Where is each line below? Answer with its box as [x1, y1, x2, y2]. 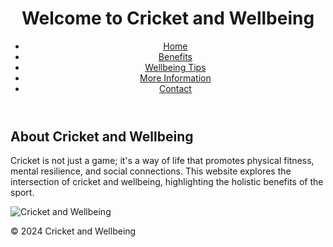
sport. [10, 187, 35, 199]
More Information [139, 72, 212, 84]
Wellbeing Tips [144, 61, 207, 73]
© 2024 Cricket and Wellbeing [10, 225, 137, 237]
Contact [158, 82, 192, 94]
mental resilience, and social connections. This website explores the [10, 165, 292, 177]
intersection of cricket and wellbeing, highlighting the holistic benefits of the [10, 176, 324, 188]
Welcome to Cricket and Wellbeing [21, 7, 315, 30]
